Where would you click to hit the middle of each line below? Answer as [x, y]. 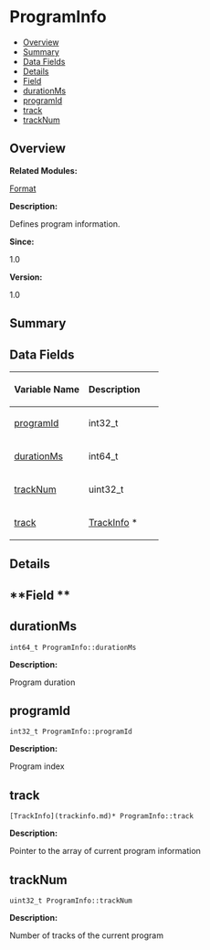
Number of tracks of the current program [87, 935]
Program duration [42, 682]
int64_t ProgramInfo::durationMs [73, 647]
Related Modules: [43, 170]
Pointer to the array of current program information [105, 851]
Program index [37, 766]
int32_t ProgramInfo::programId [71, 732]
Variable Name [47, 389]
